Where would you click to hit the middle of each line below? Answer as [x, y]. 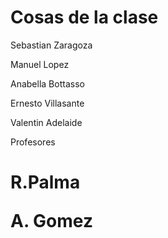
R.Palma [45, 182]
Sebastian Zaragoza [51, 45]
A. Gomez [51, 221]
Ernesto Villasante [47, 103]
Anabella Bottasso [47, 83]
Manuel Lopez [40, 64]
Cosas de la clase [84, 17]
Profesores [33, 142]
